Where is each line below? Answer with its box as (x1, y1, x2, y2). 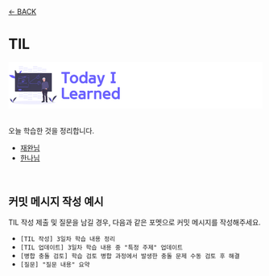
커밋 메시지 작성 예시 (8, 195, 104, 208)
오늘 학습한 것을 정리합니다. (8, 126, 95, 136)
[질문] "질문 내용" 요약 (19, 261, 90, 269)
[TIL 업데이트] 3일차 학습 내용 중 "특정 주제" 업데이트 (19, 243, 184, 252)
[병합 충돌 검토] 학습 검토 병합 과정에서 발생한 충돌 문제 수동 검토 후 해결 (19, 252, 240, 260)
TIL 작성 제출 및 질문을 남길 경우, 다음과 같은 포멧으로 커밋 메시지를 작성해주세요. (8, 217, 262, 227)
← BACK (8, 7, 37, 16)
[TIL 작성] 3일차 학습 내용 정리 (19, 235, 115, 243)
